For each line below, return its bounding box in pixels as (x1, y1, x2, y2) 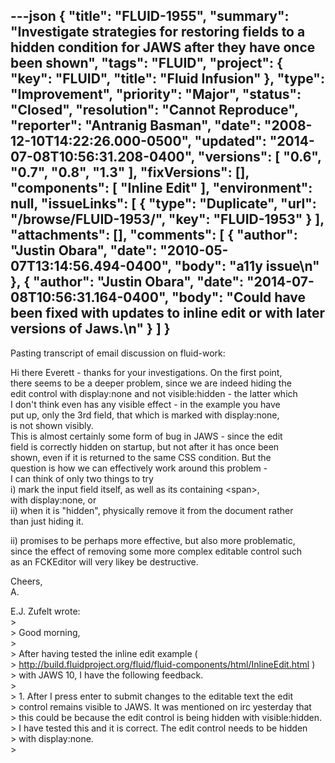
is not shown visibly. (10, 419, 94, 431)
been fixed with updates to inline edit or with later (10, 305, 326, 322)
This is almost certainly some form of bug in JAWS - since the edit (10, 430, 283, 442)
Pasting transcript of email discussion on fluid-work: (10, 347, 226, 359)
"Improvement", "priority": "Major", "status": (10, 86, 302, 103)
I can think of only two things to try (10, 472, 154, 484)
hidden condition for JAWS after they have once (10, 39, 316, 56)
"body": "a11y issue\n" (174, 258, 320, 275)
